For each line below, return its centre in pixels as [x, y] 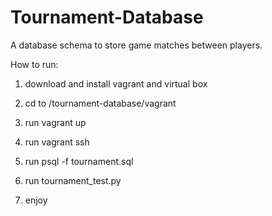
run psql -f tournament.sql [79, 161]
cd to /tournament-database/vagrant [100, 103]
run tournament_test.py [73, 180]
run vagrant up [55, 122]
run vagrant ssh [57, 142]
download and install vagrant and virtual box [116, 83]
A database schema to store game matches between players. [136, 45]
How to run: [34, 64]
